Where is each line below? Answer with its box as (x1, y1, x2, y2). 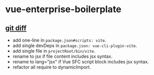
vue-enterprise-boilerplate (5, 4, 122, 15)
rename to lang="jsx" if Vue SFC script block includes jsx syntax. (12, 59, 149, 64)
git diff (5, 24, 27, 32)
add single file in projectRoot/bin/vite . (12, 48, 96, 54)
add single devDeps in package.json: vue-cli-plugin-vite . (12, 43, 137, 49)
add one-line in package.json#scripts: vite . (12, 37, 106, 43)
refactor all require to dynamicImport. (12, 64, 91, 70)
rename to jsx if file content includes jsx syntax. (12, 53, 113, 59)
